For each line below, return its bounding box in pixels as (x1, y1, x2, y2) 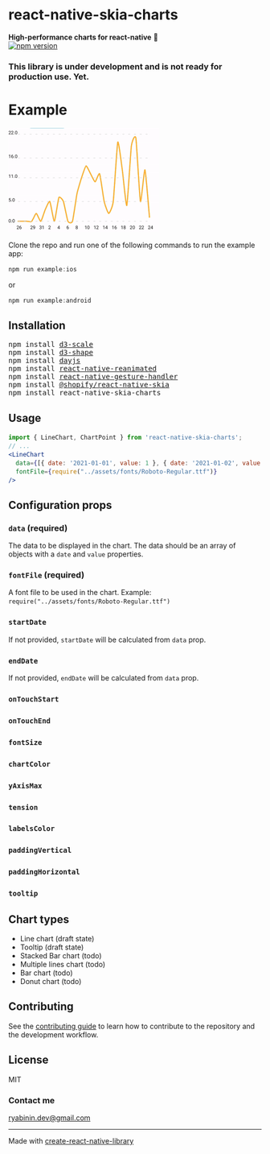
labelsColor (8, 824, 55, 833)
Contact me (8, 1094, 55, 1106)
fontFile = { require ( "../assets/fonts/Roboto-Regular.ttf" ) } (15, 467, 218, 476)
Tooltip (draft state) (19, 942, 84, 952)
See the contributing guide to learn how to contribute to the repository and (8, 1021, 256, 1031)
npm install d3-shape (8, 348, 94, 358)
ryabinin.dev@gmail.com (8, 1113, 91, 1123)
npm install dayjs (8, 356, 81, 366)
